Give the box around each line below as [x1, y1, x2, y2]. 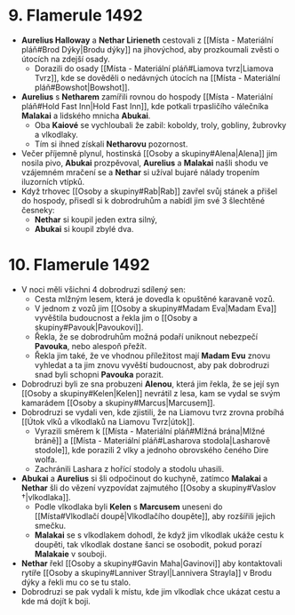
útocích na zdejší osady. [20, 53, 110, 64]
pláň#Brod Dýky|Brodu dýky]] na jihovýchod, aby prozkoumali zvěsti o [20, 44, 280, 54]
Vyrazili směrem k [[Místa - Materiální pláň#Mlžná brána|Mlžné [34, 426, 266, 436]
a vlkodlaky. [34, 129, 79, 140]
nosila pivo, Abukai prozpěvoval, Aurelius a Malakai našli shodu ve [20, 157, 268, 168]
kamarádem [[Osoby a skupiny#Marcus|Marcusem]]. [20, 397, 216, 408]
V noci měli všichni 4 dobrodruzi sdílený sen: [20, 284, 186, 294]
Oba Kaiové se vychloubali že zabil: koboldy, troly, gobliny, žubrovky [34, 119, 287, 130]
